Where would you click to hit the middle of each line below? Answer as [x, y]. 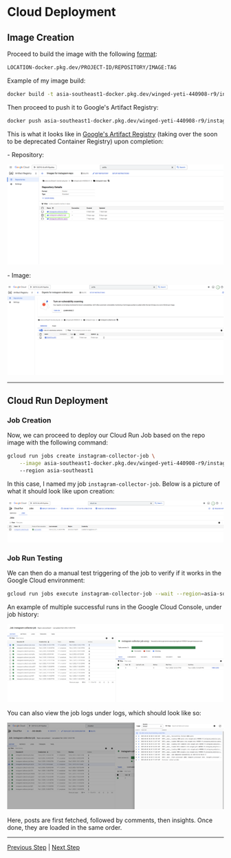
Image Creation [41, 38]
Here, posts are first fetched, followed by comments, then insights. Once [110, 820]
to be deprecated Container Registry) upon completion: [85, 141]
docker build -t [30, 94]
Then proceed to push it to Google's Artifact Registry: [83, 107]
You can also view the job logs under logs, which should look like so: [104, 713]
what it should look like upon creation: [61, 491]
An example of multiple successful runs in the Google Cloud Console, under [114, 607]
